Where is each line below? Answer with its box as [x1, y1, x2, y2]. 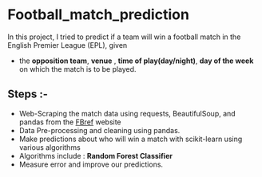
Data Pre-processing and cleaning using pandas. [18, 125, 181, 135]
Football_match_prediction [7, 6, 189, 24]
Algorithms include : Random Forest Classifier [18, 151, 173, 160]
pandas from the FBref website [18, 117, 121, 127]
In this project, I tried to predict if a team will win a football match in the [7, 32, 241, 41]
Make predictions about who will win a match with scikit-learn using [18, 134, 243, 144]
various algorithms [18, 142, 81, 152]
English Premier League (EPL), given [7, 40, 128, 49]
